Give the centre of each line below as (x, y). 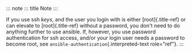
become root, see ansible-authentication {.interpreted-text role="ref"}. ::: (95, 44)
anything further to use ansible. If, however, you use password (81, 32)
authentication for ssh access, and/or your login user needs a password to (95, 38)
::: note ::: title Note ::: (32, 8)
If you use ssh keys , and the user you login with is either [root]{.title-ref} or (96, 19)
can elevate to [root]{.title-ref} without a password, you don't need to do (93, 26)
